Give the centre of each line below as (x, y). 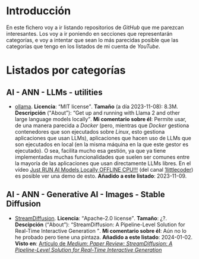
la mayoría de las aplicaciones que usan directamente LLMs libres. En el (103, 163)
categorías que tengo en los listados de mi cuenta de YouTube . (83, 46)
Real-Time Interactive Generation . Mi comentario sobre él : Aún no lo (101, 230)
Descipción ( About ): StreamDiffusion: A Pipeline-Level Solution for (100, 225)
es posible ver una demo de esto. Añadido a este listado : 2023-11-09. (101, 176)
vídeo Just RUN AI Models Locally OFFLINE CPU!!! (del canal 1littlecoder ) (104, 169)
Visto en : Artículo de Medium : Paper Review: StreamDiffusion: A (94, 243)
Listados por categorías (66, 70)
